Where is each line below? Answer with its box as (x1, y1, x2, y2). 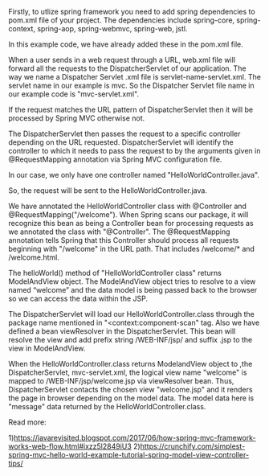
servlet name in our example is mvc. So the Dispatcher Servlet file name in (8, 80, 255, 90)
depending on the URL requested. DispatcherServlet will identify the (8, 137, 234, 147)
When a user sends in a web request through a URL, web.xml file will (8, 55, 235, 64)
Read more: (8, 417, 47, 427)
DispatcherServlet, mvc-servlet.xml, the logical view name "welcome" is (8, 367, 247, 377)
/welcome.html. (8, 252, 60, 262)
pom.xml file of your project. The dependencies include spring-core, (8, 15, 235, 25)
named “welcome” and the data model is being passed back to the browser (8, 285, 258, 294)
